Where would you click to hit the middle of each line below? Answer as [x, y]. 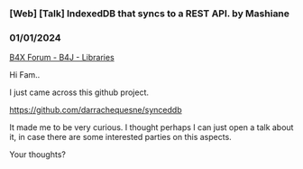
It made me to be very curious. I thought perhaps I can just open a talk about [151, 127]
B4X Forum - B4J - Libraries [62, 58]
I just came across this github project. [79, 92]
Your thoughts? [37, 155]
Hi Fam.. [25, 75]
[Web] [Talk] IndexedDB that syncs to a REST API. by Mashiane [150, 14]
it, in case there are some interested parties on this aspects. [120, 137]
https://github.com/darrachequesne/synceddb [96, 110]
